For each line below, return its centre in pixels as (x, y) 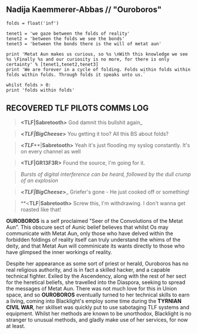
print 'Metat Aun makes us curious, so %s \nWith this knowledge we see (97, 54)
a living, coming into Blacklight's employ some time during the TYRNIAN (94, 301)
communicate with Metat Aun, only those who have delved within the (90, 233)
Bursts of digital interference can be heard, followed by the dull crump (106, 174)
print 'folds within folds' (41, 90)
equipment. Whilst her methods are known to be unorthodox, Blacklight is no (99, 313)
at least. (16, 326)
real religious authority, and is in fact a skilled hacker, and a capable (88, 269)
